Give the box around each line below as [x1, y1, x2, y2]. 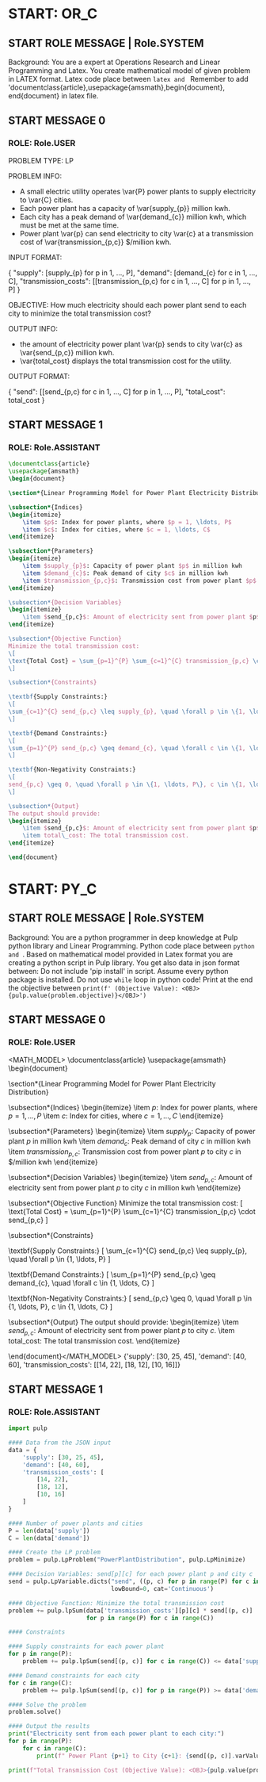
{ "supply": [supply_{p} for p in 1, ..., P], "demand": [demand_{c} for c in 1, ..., [8, 267, 257, 278]
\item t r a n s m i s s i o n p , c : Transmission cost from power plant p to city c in [8, 1147, 241, 1158]
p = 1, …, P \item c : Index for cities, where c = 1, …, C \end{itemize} [8, 1111, 224, 1121]
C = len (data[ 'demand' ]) [8, 1534, 90, 1542]
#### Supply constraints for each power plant [8, 1642, 165, 1650]
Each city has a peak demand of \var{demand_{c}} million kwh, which [19, 212, 247, 221]
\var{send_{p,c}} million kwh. [19, 347, 115, 357]
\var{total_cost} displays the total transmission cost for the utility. [19, 356, 232, 366]
